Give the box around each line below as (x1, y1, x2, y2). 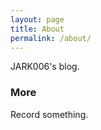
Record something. (10, 108, 89, 120)
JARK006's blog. (10, 61, 80, 73)
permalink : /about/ (10, 33, 92, 43)
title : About (10, 24, 65, 34)
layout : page (10, 14, 65, 25)
